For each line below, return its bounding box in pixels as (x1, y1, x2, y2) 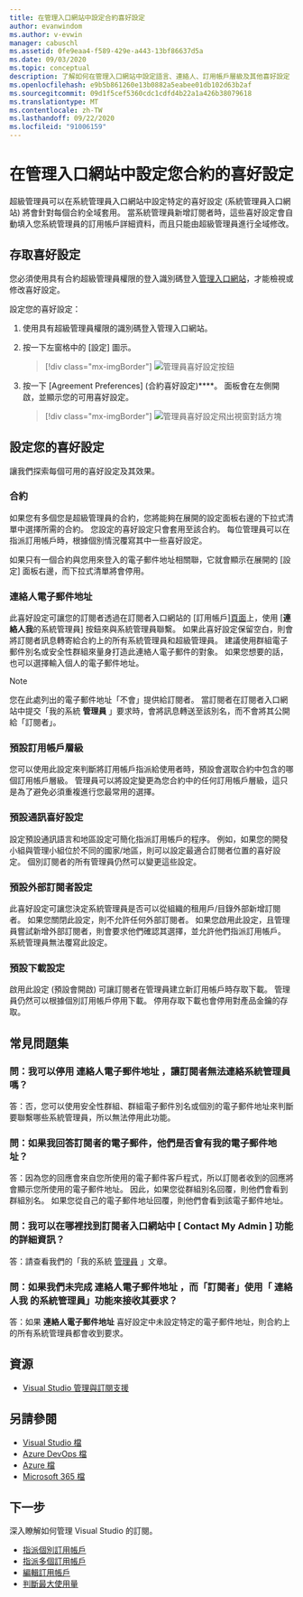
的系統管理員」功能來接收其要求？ (30, 1293, 179, 1306)
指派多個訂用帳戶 (22, 1555, 87, 1567)
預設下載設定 (9, 961, 66, 974)
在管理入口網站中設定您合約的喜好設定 (9, 164, 295, 185)
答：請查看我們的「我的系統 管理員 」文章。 (9, 1256, 172, 1266)
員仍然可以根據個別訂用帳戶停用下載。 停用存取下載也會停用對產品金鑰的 (9, 995, 280, 1006)
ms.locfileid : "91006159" (9, 123, 106, 132)
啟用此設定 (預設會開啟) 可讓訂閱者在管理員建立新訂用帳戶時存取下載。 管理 (9, 984, 291, 995)
